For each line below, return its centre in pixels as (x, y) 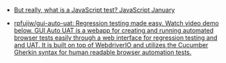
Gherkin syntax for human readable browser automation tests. (103, 52)
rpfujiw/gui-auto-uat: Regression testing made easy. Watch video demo (116, 23)
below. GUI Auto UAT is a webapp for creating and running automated (114, 30)
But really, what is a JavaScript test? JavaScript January (94, 10)
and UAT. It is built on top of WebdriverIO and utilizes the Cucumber (111, 45)
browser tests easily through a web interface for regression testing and (115, 38)
